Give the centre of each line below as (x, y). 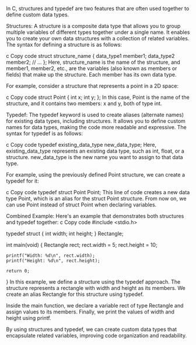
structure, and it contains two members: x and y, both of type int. (84, 103)
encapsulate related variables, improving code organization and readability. (97, 335)
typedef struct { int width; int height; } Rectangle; (65, 234)
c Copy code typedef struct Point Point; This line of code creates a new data (98, 192)
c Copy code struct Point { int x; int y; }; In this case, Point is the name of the (98, 97)
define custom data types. (38, 15)
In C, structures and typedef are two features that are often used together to (98, 8)
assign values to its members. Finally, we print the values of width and (90, 312)
